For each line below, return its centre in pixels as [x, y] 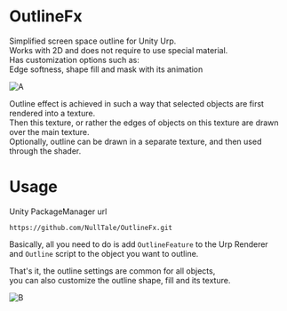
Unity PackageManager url [58, 211]
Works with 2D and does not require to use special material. [119, 50]
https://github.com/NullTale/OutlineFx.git [91, 227]
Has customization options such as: [75, 60]
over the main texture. [50, 132]
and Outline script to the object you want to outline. [104, 253]
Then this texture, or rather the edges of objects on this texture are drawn [144, 123]
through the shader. [45, 151]
